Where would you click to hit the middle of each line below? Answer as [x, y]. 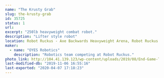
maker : [12, 46]
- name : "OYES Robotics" [35, 50]
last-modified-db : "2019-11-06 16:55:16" [48, 63]
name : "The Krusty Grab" [30, 9]
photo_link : [17, 59]
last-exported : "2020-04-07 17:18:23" [44, 68]
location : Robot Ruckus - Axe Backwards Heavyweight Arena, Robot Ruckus [82, 41]
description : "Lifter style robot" [41, 37]
